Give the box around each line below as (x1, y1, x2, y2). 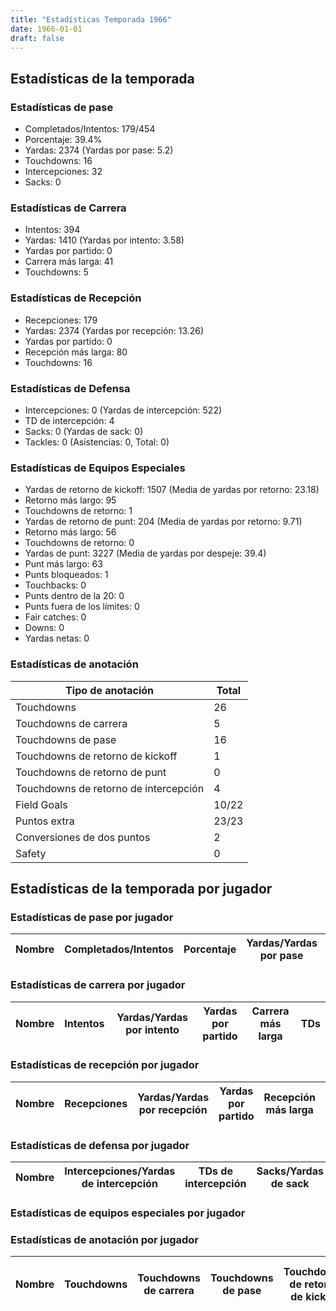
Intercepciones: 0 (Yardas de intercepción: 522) (24, 404, 223, 416)
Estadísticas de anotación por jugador (10, 1232, 200, 1246)
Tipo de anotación (65, 683, 155, 697)
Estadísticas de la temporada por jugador (10, 880, 273, 897)
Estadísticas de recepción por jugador (10, 1058, 200, 1072)
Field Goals (15, 797, 68, 811)
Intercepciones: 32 (24, 166, 103, 178)
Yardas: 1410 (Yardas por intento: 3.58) (24, 234, 185, 246)
